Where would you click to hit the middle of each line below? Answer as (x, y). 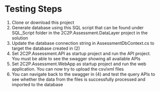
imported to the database (37, 84)
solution (20, 38)
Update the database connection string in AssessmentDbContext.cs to (83, 43)
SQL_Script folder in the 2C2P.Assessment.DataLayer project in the (80, 33)
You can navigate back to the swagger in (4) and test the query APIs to (83, 74)
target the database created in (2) (46, 48)
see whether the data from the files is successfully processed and (79, 79)
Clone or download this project (43, 22)
